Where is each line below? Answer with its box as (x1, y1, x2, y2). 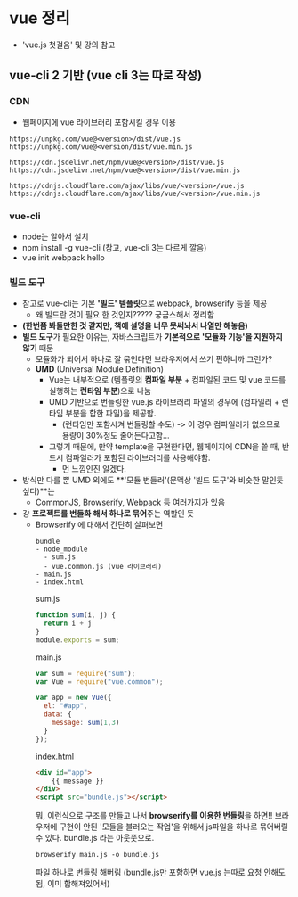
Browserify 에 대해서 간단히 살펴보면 (35, 519, 164, 531)
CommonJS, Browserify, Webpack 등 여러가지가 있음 (35, 497, 225, 508)
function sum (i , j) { (35, 611, 116, 620)
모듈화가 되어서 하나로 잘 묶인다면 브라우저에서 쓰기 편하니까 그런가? (35, 354, 273, 365)
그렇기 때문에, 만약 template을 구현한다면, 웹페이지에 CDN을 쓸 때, (48, 441, 280, 452)
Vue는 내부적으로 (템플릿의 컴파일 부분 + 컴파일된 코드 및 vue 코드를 (48, 374, 286, 385)
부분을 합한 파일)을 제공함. (65, 407, 157, 419)
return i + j (43, 619, 92, 629)
